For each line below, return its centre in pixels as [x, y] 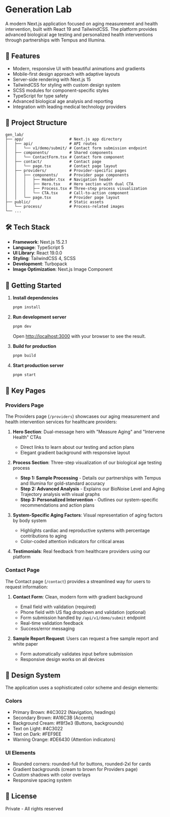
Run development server [39, 317]
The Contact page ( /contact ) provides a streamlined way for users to [78, 581]
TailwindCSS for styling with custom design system [67, 85]
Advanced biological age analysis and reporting [63, 101]
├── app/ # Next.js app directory [64, 139]
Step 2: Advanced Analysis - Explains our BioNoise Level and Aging [92, 489]
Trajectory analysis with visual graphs [60, 494]
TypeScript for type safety [40, 95]
